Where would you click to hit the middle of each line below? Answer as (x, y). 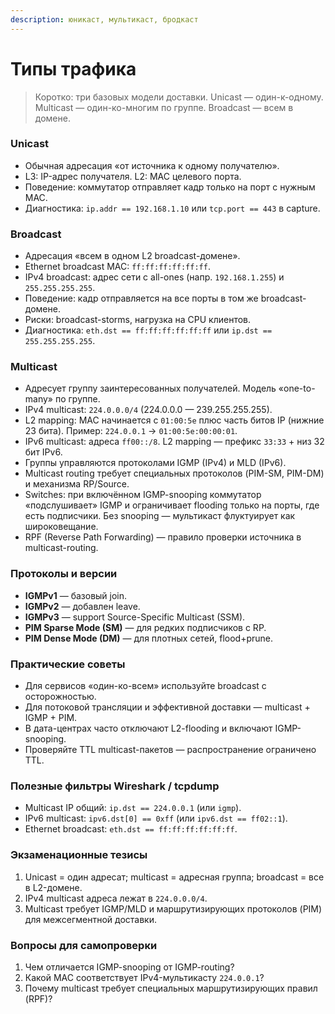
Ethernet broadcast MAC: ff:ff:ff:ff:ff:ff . (117, 267)
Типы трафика (73, 68)
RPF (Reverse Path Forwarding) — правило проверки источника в (163, 537)
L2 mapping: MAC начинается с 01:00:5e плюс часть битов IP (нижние (174, 420)
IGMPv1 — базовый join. (76, 595)
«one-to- (297, 388)
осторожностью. (60, 697)
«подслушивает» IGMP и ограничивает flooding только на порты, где (172, 505)
